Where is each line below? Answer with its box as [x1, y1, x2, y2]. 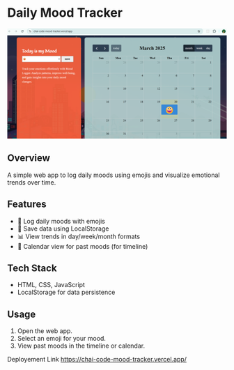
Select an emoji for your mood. [17, 334, 107, 343]
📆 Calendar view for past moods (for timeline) [17, 242, 148, 250]
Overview [7, 152, 51, 164]
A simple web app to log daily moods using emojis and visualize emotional [7, 171, 220, 179]
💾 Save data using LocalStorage [17, 224, 109, 233]
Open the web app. [17, 327, 73, 335]
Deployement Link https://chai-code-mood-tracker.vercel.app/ [7, 355, 187, 364]
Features [7, 199, 47, 210]
